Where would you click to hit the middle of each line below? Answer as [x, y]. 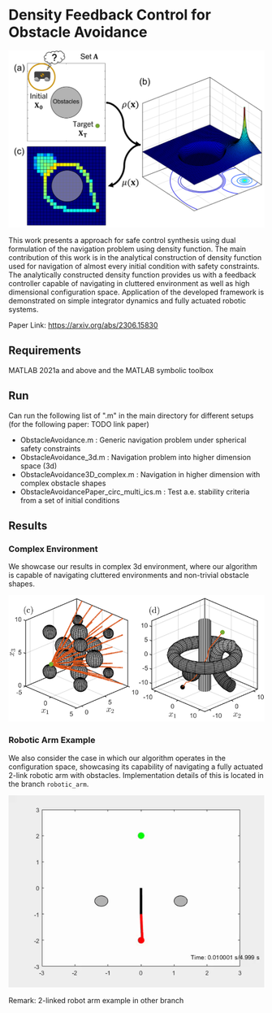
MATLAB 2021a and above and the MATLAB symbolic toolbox [111, 370]
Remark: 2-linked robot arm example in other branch [96, 1000]
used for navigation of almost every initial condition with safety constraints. [134, 266]
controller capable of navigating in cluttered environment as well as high [129, 283]
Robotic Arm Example [52, 740]
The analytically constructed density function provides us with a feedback [132, 275]
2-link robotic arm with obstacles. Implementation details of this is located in [136, 775]
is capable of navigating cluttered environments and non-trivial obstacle [129, 576]
